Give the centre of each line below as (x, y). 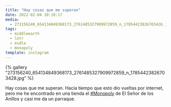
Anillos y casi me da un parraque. (40, 99)
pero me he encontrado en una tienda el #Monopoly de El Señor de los (79, 93)
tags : (11, 29)
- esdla (18, 43)
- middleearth (25, 34)
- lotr (17, 39)
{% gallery (16, 67)
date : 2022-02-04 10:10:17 (34, 15)
